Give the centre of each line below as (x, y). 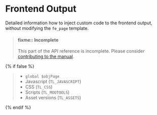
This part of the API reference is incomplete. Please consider (81, 51)
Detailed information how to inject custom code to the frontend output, (79, 23)
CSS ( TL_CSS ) (39, 87)
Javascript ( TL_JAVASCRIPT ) (53, 82)
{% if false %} (20, 66)
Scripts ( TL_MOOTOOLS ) (47, 92)
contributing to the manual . (46, 57)
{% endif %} (18, 107)
